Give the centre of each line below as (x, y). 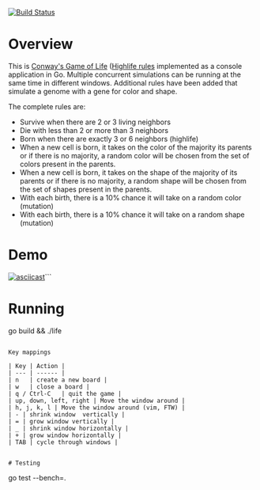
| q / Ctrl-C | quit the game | (65, 393)
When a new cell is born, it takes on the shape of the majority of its (128, 172)
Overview (41, 44)
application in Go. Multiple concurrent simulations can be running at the (124, 74)
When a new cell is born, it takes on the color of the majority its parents (136, 147)
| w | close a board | (49, 387)
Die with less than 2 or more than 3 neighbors (94, 130)
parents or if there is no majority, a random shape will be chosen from (133, 180)
